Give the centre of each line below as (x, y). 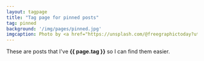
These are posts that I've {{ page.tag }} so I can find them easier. (88, 51)
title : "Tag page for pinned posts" (53, 18)
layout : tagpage (27, 12)
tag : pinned (21, 23)
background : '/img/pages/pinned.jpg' (54, 29)
